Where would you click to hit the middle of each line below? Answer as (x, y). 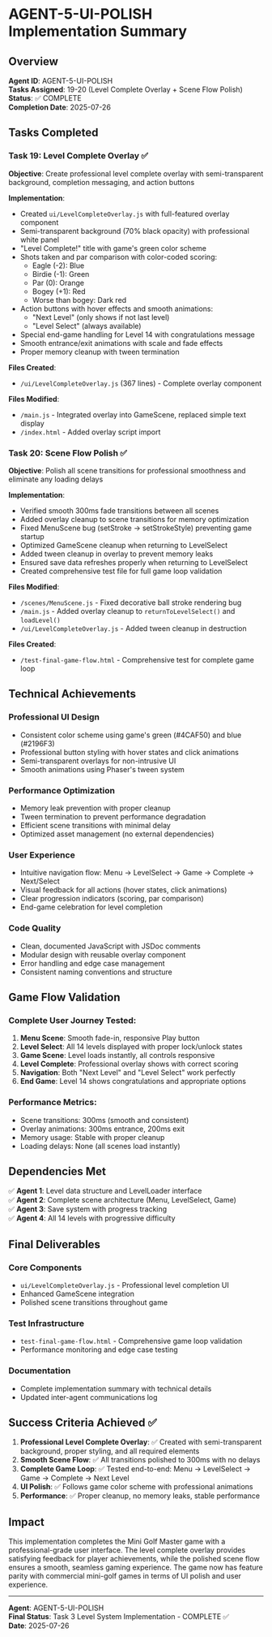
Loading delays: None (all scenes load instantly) (100, 1146)
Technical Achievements (72, 694)
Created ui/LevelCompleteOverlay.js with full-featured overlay (125, 214)
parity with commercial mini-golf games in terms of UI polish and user (125, 1576)
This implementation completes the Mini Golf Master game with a (117, 1542)
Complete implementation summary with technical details (116, 1389)
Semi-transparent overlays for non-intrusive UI (98, 761)
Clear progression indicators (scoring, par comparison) (112, 899)
